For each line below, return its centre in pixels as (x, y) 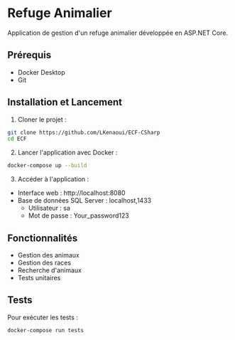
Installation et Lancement (65, 102)
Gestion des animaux (48, 255)
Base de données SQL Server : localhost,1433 (84, 201)
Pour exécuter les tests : (43, 317)
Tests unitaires (39, 278)
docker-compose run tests (45, 330)
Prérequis (29, 55)
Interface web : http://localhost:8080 (71, 193)
